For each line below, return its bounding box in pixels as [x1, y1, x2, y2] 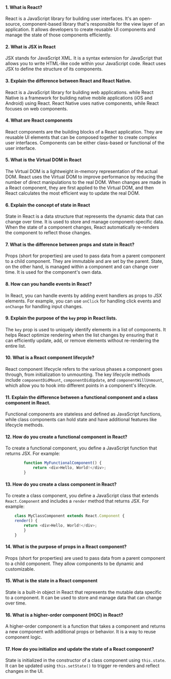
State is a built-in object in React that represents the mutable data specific [5, 589, 162, 595]
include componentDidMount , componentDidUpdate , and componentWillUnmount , [5, 377, 164, 383]
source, [5, 21, 22, 27]
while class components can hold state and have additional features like [5, 417, 157, 423]
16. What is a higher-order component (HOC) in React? [5, 612, 124, 618]
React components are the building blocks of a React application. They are [5, 128, 163, 135]
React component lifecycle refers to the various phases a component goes [5, 366, 163, 372]
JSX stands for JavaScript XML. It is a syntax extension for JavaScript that [5, 55, 162, 61]
